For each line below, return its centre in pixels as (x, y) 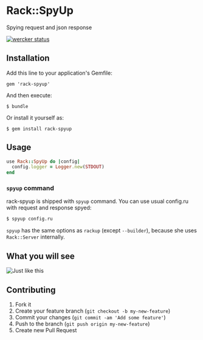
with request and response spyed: (49, 208)
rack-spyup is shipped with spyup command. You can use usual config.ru (98, 202)
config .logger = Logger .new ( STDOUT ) (58, 167)
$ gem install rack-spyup (39, 129)
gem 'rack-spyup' (28, 84)
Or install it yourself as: (35, 117)
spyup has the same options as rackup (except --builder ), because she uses (102, 231)
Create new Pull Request (46, 330)
